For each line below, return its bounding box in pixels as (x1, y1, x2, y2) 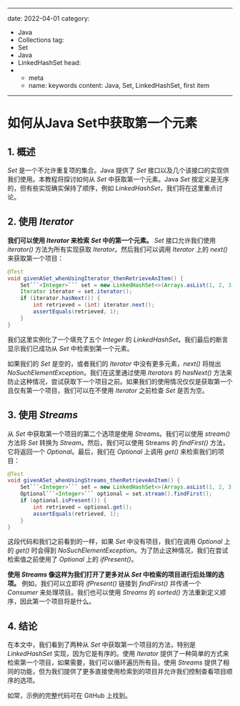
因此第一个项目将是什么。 (19, 597, 95, 606)
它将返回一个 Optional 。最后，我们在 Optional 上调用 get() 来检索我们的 (7, 447, 219, 456)
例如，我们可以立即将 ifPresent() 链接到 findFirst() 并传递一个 (21, 580, 201, 588)
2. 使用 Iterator (7, 216, 74, 228)
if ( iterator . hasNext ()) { (20, 294, 101, 302)
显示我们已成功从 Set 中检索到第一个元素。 (7, 344, 134, 352)
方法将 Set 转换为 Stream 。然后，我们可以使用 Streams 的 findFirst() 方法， (7, 438, 229, 447)
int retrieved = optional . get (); (33, 503, 133, 511)
